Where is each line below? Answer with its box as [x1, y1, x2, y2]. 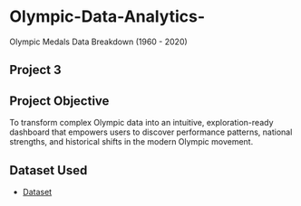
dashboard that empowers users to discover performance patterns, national [9, 126, 293, 137]
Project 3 [9, 62, 62, 78]
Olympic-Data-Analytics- [9, 6, 206, 27]
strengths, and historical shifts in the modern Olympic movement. [9, 136, 254, 147]
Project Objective [9, 93, 110, 108]
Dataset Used [9, 163, 88, 178]
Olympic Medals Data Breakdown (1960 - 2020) [9, 36, 188, 47]
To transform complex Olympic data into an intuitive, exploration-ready [9, 117, 274, 128]
